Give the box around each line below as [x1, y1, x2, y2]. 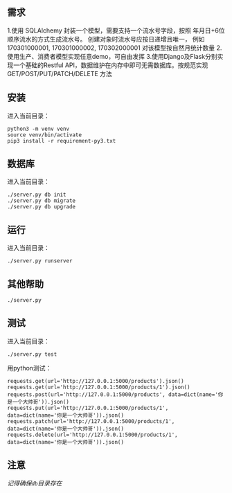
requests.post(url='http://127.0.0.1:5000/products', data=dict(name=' [7, 391, 218, 398]
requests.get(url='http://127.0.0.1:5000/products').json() [7, 377, 185, 384]
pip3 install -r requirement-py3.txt [7, 137, 116, 144]
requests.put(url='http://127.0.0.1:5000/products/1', [7, 404, 169, 411]
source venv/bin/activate [7, 131, 82, 138]
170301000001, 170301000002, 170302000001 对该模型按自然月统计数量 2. [7, 44, 222, 52]
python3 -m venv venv [7, 125, 70, 132]
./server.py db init [7, 191, 67, 199]
